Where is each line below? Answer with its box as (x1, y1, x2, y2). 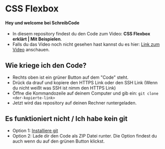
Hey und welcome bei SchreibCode (5, 19, 80, 25)
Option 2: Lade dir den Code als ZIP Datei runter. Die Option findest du (12, 133, 157, 139)
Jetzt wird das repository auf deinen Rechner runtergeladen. (12, 100, 137, 106)
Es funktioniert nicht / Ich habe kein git (5, 114, 128, 123)
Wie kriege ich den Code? (5, 61, 87, 70)
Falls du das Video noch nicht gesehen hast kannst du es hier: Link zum (12, 41, 160, 47)
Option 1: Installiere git (12, 128, 58, 134)
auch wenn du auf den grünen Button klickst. (12, 138, 105, 145)
